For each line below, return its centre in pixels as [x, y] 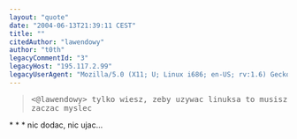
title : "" [27, 33]
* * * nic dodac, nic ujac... [56, 125]
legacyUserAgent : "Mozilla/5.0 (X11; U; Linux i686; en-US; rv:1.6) [138, 75]
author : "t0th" [37, 50]
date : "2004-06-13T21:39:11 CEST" [73, 26]
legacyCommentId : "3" [49, 58]
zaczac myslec [61, 108]
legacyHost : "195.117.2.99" [61, 67]
